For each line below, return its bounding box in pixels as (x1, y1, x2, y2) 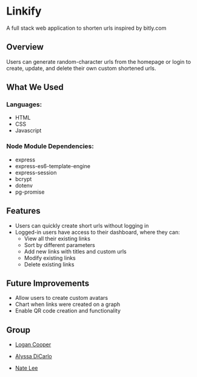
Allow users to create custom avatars (15, 294, 108, 302)
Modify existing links (24, 254, 76, 262)
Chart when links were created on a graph (15, 301, 121, 308)
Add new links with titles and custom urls (24, 248, 127, 255)
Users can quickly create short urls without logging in (15, 222, 149, 229)
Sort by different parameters (24, 241, 95, 248)
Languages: (6, 100, 42, 109)
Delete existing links (24, 260, 75, 268)
